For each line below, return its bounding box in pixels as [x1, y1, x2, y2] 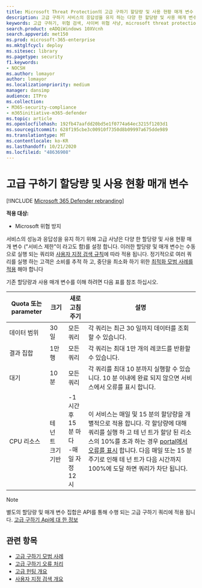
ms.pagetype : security [6, 54, 63, 60]
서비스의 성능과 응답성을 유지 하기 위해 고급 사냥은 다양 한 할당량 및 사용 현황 [6, 235, 186, 243]
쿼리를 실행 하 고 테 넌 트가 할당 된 [88, 428, 179, 436]
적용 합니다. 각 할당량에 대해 [112, 419, 187, 427]
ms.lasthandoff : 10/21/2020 [6, 143, 77, 150]
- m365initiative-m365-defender [6, 110, 87, 116]
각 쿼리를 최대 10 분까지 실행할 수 [88, 365, 179, 373]
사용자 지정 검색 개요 [14, 575, 64, 583]
